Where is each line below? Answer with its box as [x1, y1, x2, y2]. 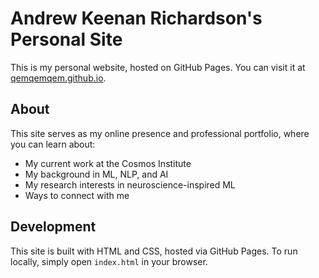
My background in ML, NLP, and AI [24, 168, 169, 180]
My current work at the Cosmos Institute [24, 157, 192, 169]
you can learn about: [10, 138, 96, 150]
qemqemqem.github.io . [10, 72, 107, 84]
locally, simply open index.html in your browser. [10, 255, 208, 267]
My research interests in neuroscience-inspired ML [24, 178, 236, 191]
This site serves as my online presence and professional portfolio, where [10, 127, 310, 139]
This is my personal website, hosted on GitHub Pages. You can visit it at [10, 61, 306, 73]
